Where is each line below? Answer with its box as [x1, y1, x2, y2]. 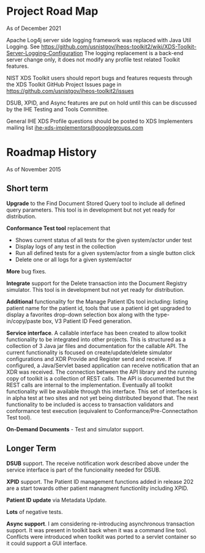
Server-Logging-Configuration [6, 49, 83, 56]
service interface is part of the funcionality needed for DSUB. [6, 466, 161, 473]
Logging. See [6, 43, 40, 50]
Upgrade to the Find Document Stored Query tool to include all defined [6, 199, 185, 207]
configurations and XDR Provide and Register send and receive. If [6, 355, 172, 362]
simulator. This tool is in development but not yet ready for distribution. [6, 286, 185, 293]
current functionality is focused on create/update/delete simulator [6, 349, 173, 356]
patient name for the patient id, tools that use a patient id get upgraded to [6, 304, 192, 311]
